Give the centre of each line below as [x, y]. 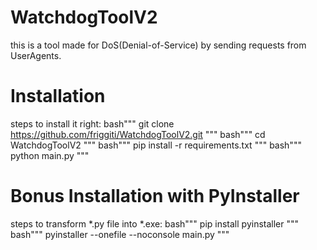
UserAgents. [36, 55]
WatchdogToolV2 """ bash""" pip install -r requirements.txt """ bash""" [156, 145]
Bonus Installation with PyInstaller [155, 196]
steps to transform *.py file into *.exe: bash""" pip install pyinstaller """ [155, 223]
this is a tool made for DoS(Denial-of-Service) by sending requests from [158, 45]
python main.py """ [50, 155]
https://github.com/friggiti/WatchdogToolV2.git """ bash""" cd [138, 134]
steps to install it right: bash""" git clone [92, 123]
